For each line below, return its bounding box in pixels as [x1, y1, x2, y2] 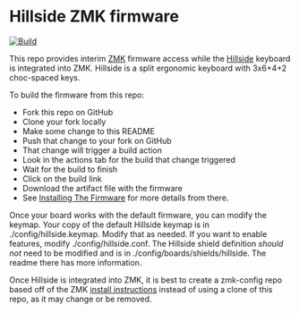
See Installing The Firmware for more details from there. [21, 192, 229, 203]
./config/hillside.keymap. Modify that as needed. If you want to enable [9, 228, 268, 239]
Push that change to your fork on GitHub [21, 135, 172, 146]
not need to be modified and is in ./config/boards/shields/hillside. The [9, 248, 267, 258]
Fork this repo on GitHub [21, 106, 114, 117]
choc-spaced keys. [9, 72, 81, 82]
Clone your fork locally [21, 116, 107, 127]
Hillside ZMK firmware [9, 6, 179, 27]
